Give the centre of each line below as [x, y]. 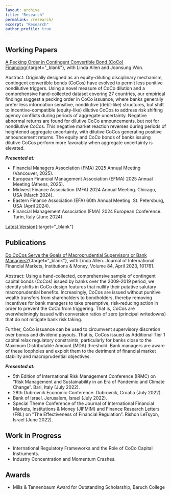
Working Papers [31, 50]
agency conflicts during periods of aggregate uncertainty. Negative [76, 115]
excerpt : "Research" [27, 24]
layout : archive [22, 10]
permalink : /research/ [29, 19]
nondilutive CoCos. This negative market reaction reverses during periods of [86, 126]
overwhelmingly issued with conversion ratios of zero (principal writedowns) [86, 314]
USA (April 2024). [31, 206]
